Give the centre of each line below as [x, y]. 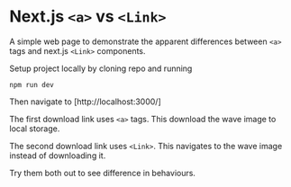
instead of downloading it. [58, 156]
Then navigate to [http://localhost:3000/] [86, 102]
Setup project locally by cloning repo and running [101, 68]
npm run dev [32, 85]
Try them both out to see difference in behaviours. [103, 173]
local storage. [35, 129]
